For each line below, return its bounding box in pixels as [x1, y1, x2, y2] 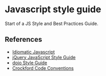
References [5, 35, 42, 44]
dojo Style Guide [12, 60, 47, 66]
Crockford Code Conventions [12, 65, 74, 71]
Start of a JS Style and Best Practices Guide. [5, 20, 99, 27]
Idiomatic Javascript [12, 48, 55, 55]
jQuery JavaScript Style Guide [12, 54, 76, 60]
